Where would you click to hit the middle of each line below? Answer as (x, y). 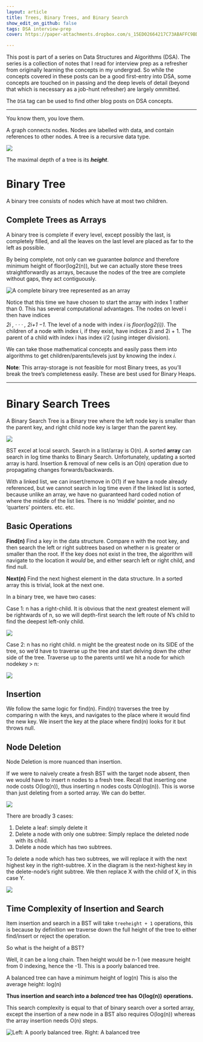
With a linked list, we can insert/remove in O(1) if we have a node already (97, 481)
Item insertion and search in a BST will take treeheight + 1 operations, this (100, 923)
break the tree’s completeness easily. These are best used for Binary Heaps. (101, 374)
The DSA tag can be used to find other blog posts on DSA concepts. (90, 101)
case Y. (16, 878)
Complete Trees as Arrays (56, 220)
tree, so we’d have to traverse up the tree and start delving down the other (99, 651)
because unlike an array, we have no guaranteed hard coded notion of (94, 494)
